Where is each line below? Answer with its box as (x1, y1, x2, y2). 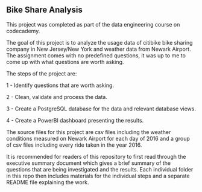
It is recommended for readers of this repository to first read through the (6, 153, 186, 160)
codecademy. (6, 27, 40, 34)
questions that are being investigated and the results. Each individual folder (6, 165, 194, 173)
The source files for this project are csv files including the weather (6, 128, 171, 135)
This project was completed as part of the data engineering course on (6, 21, 180, 28)
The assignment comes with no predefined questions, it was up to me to (6, 51, 186, 59)
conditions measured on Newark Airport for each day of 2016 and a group (6, 135, 190, 142)
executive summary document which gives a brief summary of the (6, 159, 171, 167)
